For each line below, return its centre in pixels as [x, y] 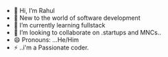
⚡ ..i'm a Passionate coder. [51, 47]
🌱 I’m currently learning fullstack [59, 25]
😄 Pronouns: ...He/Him [46, 40]
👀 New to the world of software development [77, 18]
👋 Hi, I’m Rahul [34, 11]
